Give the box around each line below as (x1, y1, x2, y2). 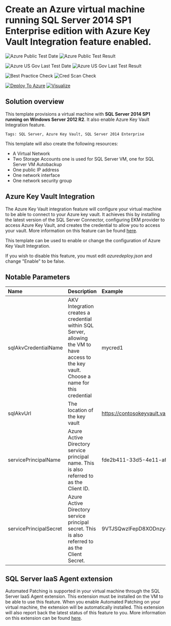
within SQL (68, 322, 94, 329)
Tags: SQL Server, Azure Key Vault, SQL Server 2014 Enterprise (5, 132, 145, 137)
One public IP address (12, 167, 60, 173)
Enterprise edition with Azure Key (5, 25, 151, 37)
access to (68, 354, 92, 361)
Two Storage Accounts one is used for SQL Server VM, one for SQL (12, 155, 154, 162)
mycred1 (101, 344, 123, 351)
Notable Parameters (5, 273, 70, 281)
